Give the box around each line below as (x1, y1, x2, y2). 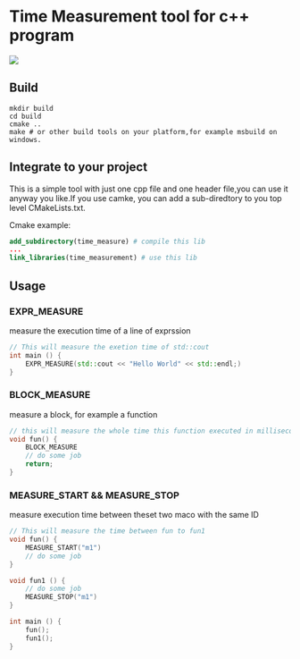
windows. (9, 135, 42, 144)
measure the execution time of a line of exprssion (9, 325, 191, 336)
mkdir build (9, 104, 54, 113)
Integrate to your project (9, 159, 148, 175)
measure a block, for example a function (9, 409, 158, 419)
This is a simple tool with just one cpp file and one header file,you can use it (9, 183, 288, 194)
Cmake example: (9, 219, 71, 230)
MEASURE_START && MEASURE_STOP (9, 489, 180, 502)
